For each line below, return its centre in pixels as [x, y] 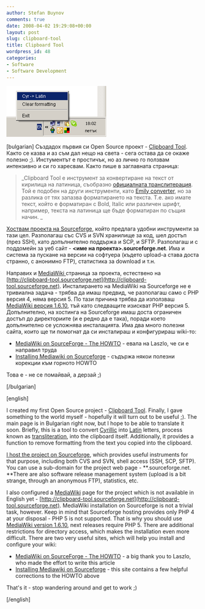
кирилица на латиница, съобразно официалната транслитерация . [107, 184]
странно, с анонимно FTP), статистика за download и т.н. [81, 261]
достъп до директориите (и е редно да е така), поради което [86, 319]
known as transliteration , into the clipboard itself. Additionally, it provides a [100, 436]
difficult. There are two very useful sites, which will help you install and [96, 537]
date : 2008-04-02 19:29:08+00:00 [49, 26]
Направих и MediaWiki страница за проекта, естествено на [84, 273]
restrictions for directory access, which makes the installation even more [98, 531]
